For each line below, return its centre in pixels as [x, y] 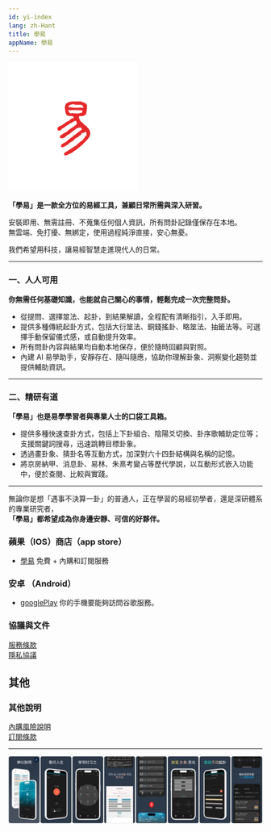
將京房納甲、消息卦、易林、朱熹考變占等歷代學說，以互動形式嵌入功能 [137, 463]
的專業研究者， [33, 508]
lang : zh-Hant [32, 25]
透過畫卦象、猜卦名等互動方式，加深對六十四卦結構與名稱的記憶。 [129, 454]
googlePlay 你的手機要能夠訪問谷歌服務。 [89, 603]
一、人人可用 [33, 280]
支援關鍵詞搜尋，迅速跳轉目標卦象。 [80, 443]
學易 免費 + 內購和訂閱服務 [64, 561]
